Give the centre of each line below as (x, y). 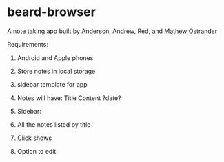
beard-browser (52, 12)
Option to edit (37, 151)
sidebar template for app (52, 84)
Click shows (34, 138)
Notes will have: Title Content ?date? (69, 98)
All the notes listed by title (54, 124)
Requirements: (28, 44)
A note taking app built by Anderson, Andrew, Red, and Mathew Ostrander (112, 31)
